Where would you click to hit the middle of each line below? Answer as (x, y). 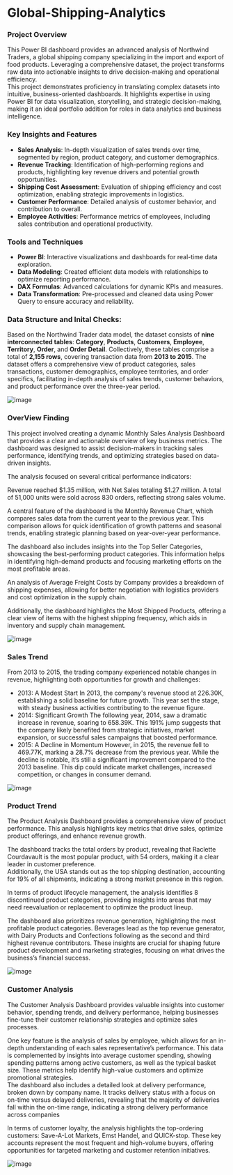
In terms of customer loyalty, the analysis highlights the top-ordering (105, 1128)
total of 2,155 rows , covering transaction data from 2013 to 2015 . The (107, 357)
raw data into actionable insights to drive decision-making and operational (113, 72)
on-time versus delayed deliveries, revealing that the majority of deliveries (114, 1100)
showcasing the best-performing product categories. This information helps (116, 554)
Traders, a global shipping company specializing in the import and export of (116, 57)
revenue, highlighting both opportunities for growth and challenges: (104, 679)
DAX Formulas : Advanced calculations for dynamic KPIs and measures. (120, 286)
